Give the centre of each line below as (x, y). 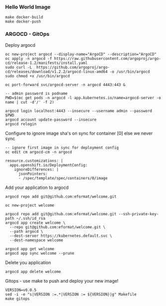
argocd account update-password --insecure (51, 120)
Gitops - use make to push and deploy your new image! (62, 281)
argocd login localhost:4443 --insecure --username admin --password (79, 111)
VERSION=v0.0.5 (21, 290)
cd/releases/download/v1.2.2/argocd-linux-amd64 (56, 72)
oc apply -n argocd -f (29, 58)
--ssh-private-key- (139, 214)
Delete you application (28, 262)
